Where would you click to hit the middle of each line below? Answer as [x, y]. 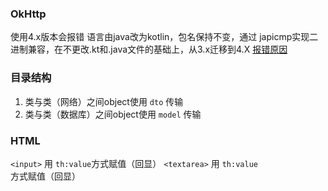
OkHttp [28, 14]
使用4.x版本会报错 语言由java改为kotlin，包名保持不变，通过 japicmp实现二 [164, 37]
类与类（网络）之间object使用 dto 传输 [104, 101]
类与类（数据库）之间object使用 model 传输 [113, 114]
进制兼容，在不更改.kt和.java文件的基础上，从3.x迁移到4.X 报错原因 [149, 49]
